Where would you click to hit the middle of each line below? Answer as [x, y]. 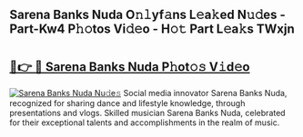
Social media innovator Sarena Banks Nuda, [205, 93]
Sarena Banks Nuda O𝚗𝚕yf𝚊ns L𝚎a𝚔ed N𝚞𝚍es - [148, 15]
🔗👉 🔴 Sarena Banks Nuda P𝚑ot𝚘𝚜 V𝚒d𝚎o [130, 67]
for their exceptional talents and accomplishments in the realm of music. [145, 122]
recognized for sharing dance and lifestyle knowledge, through [127, 103]
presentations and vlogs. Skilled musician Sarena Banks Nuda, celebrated [147, 113]
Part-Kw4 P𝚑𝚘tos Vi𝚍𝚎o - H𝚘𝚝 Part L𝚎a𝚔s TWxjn [152, 29]
